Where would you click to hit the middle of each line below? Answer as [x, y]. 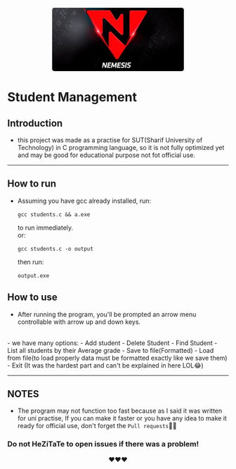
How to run [32, 184]
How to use [32, 298]
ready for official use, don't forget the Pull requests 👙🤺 [97, 426]
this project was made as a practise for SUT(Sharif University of [110, 140]
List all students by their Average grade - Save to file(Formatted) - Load [111, 350]
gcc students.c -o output [55, 249]
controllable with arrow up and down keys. [79, 322]
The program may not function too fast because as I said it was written [120, 411]
